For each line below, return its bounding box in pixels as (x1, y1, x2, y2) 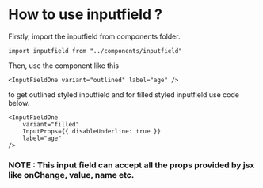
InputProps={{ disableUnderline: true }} (22, 127, 161, 135)
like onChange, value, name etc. (8, 169, 135, 180)
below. (8, 98, 30, 107)
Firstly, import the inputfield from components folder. (8, 32, 181, 41)
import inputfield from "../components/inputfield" (8, 47, 182, 55)
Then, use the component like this (8, 61, 120, 70)
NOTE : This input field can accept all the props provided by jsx (8, 160, 255, 171)
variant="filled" (22, 120, 80, 128)
